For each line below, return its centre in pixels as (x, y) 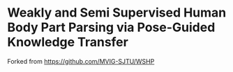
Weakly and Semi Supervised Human (117, 13)
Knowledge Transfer (68, 42)
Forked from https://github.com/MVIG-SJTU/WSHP (81, 61)
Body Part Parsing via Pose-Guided (111, 27)
